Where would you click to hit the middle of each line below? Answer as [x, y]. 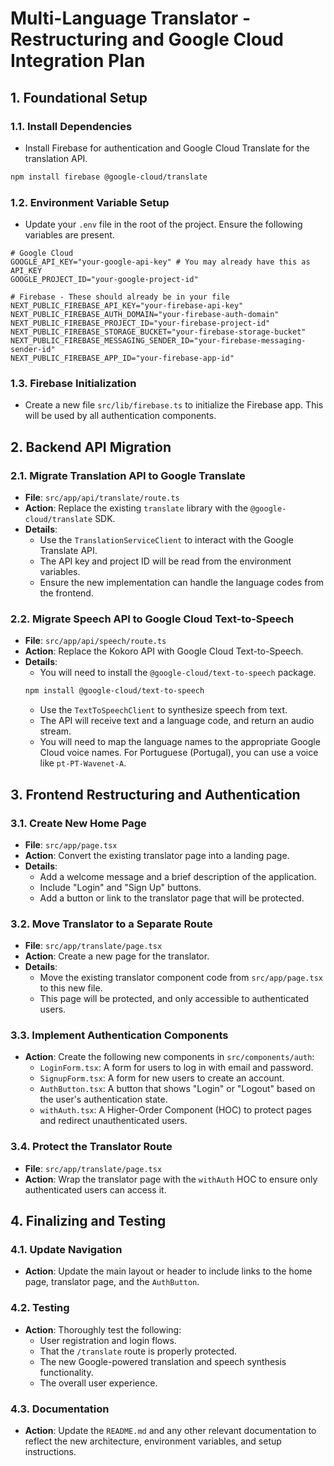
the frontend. [66, 593]
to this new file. [71, 988]
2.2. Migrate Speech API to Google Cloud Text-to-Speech [152, 619]
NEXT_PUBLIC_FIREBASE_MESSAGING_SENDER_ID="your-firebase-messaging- [158, 341]
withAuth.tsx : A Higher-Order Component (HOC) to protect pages [175, 1110]
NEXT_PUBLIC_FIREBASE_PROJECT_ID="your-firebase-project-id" [140, 323]
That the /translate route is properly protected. [138, 1351]
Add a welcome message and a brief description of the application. [178, 876]
